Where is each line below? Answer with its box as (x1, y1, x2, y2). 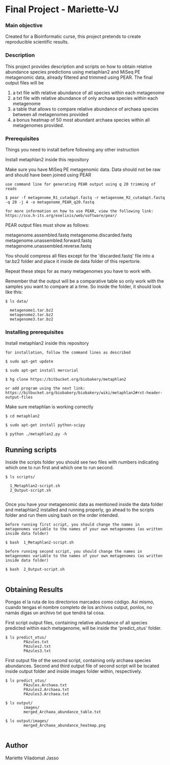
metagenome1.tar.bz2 (10, 308, 53, 313)
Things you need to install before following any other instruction (5, 147, 139, 153)
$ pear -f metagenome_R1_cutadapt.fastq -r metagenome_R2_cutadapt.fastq (5, 195, 165, 201)
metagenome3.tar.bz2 (10, 317, 53, 322)
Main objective (5, 22, 43, 29)
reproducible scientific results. (5, 39, 69, 45)
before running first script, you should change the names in (5, 522, 140, 528)
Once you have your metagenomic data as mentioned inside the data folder (5, 501, 163, 508)
